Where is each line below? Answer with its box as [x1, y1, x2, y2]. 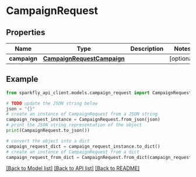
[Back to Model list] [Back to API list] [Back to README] [6, 165, 140, 172]
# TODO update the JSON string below [6, 100, 98, 106]
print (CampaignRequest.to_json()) [6, 127, 90, 134]
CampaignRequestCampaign [43, 54, 125, 63]
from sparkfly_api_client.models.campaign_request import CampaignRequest [6, 89, 192, 96]
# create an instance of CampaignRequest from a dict [6, 149, 140, 155]
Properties [6, 27, 45, 37]
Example [6, 74, 38, 84]
